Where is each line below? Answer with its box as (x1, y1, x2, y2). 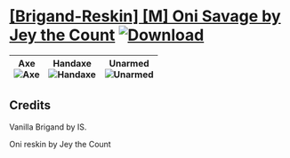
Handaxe (52, 57, 92, 69)
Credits (9, 98, 52, 113)
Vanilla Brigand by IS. (9, 122, 87, 132)
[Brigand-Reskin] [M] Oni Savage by (9, 6, 282, 27)
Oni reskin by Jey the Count (9, 138, 111, 149)
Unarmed (109, 57, 149, 69)
